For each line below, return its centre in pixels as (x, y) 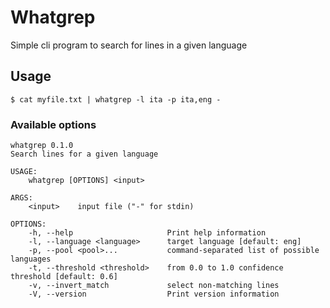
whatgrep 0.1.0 (42, 146)
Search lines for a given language (84, 154)
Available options (53, 124)
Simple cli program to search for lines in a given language (129, 45)
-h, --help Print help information (147, 233)
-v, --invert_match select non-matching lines (154, 286)
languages (31, 259)
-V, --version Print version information (154, 294)
